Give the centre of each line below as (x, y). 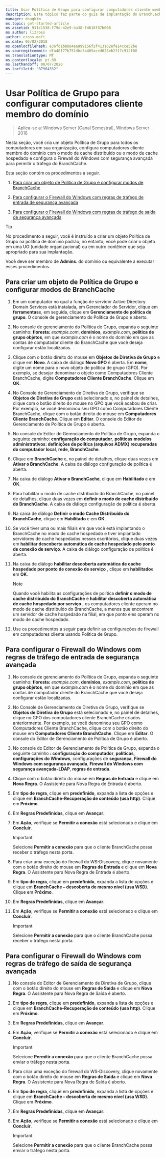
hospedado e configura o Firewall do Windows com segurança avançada (79, 158)
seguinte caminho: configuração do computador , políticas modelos (82, 439)
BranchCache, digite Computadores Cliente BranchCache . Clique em (83, 378)
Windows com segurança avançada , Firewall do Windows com (78, 763)
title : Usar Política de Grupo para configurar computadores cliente (78, 10)
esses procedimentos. (28, 266)
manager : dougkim (23, 19)
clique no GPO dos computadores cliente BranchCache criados (77, 717)
